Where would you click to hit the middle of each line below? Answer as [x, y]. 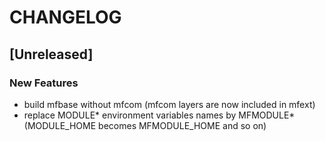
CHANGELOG [65, 17]
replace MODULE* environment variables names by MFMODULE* [159, 115]
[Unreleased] [51, 54]
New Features [44, 83]
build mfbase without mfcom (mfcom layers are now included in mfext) [169, 104]
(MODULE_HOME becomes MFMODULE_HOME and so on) [145, 125]
